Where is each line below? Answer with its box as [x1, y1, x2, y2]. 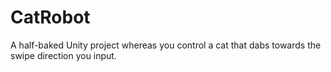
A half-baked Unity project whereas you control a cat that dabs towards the [10, 39, 322, 51]
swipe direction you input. [10, 49, 117, 61]
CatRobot [10, 6, 91, 29]
